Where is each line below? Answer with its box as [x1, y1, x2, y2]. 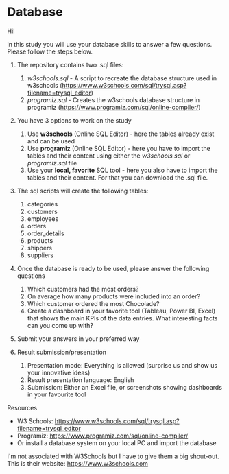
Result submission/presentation [16, 348, 107, 356]
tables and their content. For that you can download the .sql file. [27, 173, 208, 182]
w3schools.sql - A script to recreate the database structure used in [27, 73, 217, 82]
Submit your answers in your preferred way [16, 334, 140, 343]
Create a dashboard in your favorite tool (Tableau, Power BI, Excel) [27, 307, 216, 315]
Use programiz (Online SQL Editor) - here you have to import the [27, 144, 210, 152]
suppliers [27, 251, 54, 259]
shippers [27, 244, 53, 252]
